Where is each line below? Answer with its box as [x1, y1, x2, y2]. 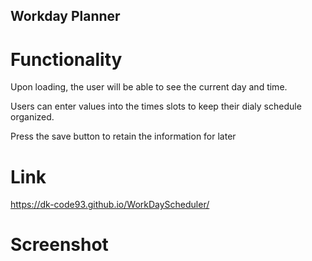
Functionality [10, 48, 123, 71]
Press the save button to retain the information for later [10, 130, 237, 143]
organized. [10, 111, 55, 123]
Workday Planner [10, 8, 121, 25]
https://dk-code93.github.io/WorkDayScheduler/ [10, 199, 210, 211]
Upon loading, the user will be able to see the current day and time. [10, 81, 288, 93]
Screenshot [10, 234, 109, 256]
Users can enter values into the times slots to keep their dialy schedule [10, 100, 302, 113]
